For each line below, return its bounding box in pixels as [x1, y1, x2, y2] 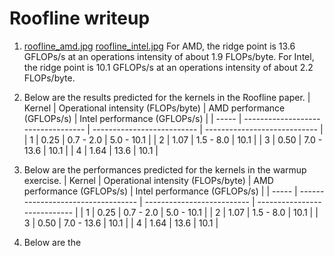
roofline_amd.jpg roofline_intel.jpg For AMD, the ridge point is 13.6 [23, 40, 296, 52]
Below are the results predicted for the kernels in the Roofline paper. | [23, 91, 311, 103]
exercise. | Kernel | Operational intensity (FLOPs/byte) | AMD [23, 174, 274, 186]
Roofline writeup [9, 7, 151, 30]
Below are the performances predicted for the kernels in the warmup [23, 163, 307, 176]
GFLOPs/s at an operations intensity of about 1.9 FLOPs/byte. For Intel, [23, 50, 315, 62]
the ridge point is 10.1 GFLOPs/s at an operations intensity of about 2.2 [23, 61, 314, 73]
